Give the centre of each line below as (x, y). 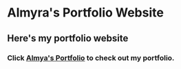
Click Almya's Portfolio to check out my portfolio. (91, 58)
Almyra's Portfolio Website (85, 13)
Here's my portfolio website (68, 38)
